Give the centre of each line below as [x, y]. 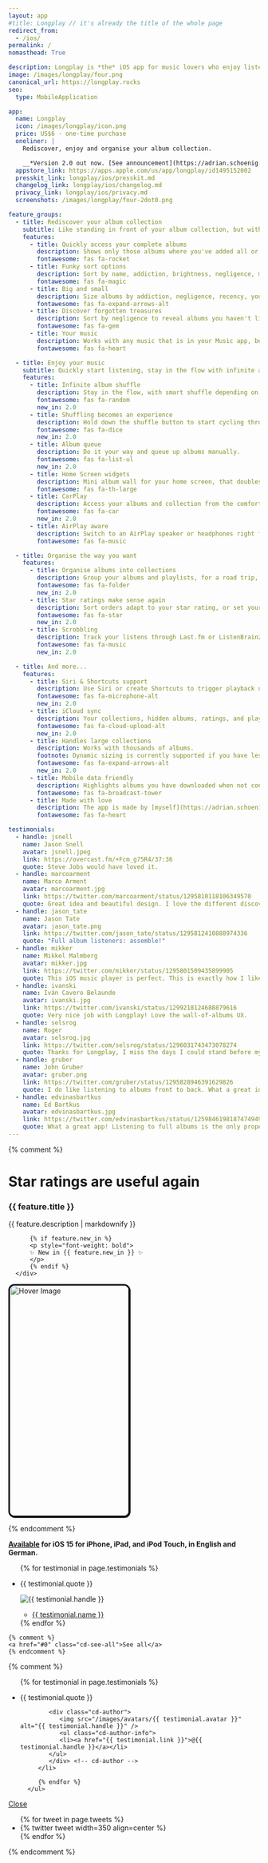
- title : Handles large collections [90, 741]
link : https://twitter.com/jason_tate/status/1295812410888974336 [135, 933]
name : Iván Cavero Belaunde [69, 993]
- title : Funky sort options [78, 267]
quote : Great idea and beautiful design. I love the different [130, 904]
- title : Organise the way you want [76, 555]
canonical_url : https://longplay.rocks [75, 82]
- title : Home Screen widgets [79, 474]
